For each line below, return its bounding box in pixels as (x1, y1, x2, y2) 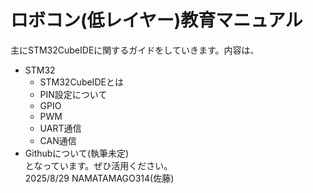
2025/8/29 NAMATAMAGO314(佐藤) (24, 172, 175, 184)
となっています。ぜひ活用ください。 (24, 159, 173, 171)
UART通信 (39, 122, 82, 134)
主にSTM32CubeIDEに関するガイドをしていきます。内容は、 (10, 44, 260, 56)
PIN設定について (39, 88, 108, 100)
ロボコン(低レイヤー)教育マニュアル (10, 9, 303, 32)
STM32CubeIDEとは (39, 76, 124, 88)
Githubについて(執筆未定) (24, 147, 130, 159)
